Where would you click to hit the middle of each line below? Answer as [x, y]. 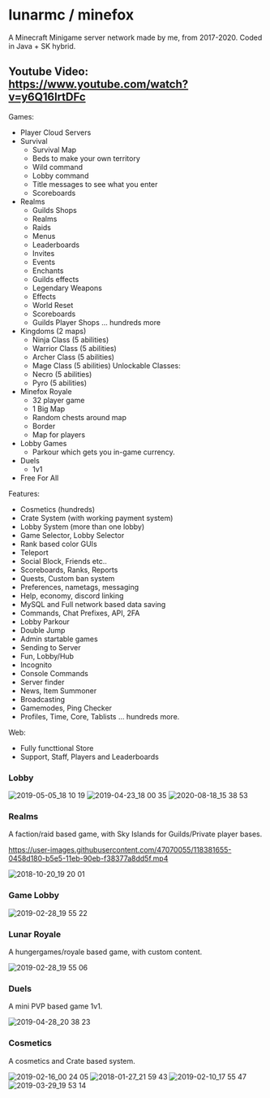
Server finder [42, 682]
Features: [24, 493]
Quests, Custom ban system [67, 578]
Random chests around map [79, 417]
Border [44, 426]
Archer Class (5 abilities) [73, 357]
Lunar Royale [35, 934]
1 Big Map [49, 409]
